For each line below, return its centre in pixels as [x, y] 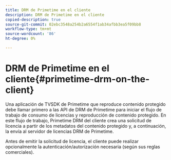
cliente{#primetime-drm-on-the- [78, 79]
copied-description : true [33, 19]
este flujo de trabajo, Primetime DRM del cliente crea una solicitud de [78, 120]
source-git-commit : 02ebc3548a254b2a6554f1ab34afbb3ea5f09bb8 [73, 24]
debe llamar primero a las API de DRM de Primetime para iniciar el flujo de [83, 109]
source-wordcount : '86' [31, 34]
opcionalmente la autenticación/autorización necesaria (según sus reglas [83, 147]
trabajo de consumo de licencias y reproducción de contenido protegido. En [86, 115]
